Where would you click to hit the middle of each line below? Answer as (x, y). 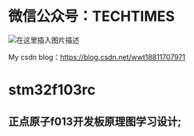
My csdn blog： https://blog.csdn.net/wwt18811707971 (97, 57)
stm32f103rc (52, 90)
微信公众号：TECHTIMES (92, 16)
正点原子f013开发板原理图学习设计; (95, 121)
